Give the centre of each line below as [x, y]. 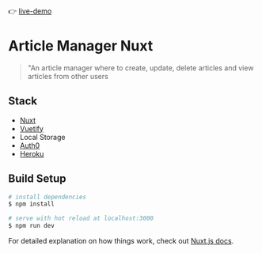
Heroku [32, 153]
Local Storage [42, 137]
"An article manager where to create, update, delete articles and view [140, 68]
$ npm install [32, 204]
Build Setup [37, 179]
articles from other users [68, 76]
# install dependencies [47, 197]
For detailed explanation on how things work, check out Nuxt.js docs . [121, 241]
